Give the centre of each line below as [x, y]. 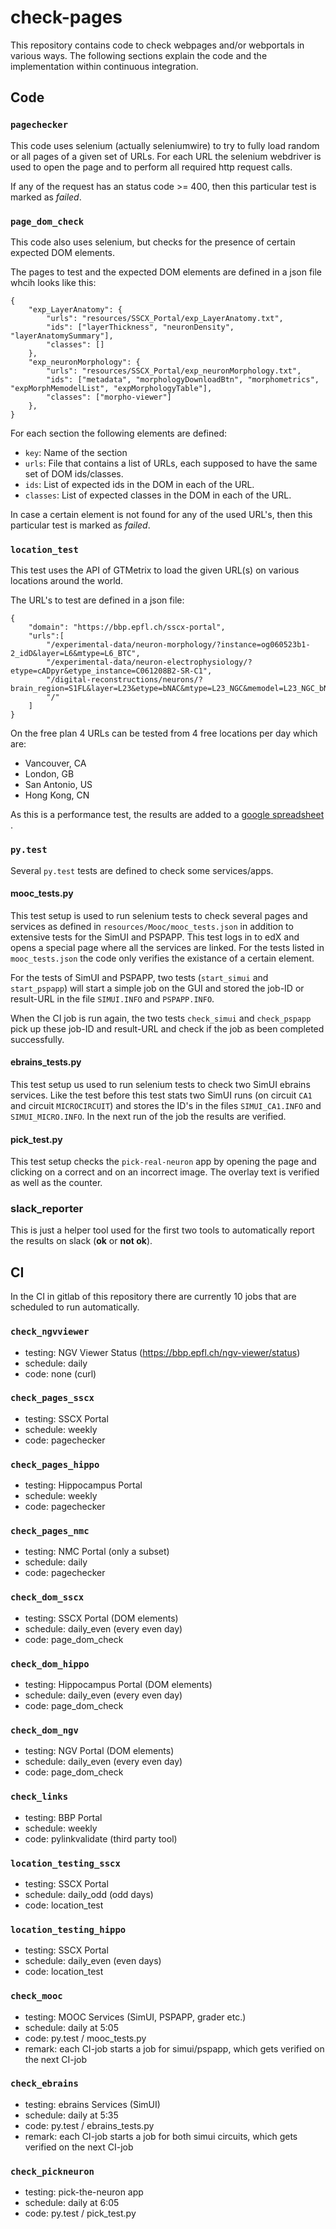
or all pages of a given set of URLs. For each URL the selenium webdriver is [166, 156]
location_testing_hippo [68, 1929]
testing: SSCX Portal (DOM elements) [101, 1618]
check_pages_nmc [50, 1531]
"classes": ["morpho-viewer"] [109, 397]
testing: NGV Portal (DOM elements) [99, 1751]
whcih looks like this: [53, 282]
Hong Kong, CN [57, 795]
